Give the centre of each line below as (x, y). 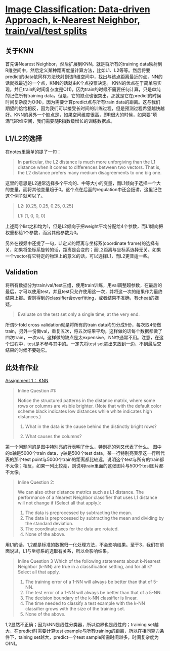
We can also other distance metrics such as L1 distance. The (81, 492)
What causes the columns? (53, 437)
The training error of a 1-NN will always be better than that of (89, 582)
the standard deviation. (49, 524)
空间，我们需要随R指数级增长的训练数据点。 (69, 121)
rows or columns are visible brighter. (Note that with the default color (90, 406)
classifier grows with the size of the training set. (75, 609)
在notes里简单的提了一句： (33, 152)
